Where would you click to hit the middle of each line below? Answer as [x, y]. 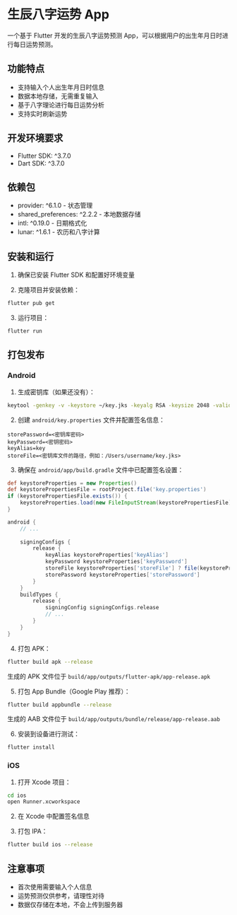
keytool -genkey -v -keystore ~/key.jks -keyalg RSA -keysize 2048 [109, 405]
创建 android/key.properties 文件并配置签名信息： [91, 420]
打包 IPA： [32, 831]
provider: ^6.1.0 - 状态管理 [55, 205]
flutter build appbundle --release [60, 705]
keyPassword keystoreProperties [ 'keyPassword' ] [116, 562]
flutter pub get [31, 304]
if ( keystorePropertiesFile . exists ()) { [68, 496]
